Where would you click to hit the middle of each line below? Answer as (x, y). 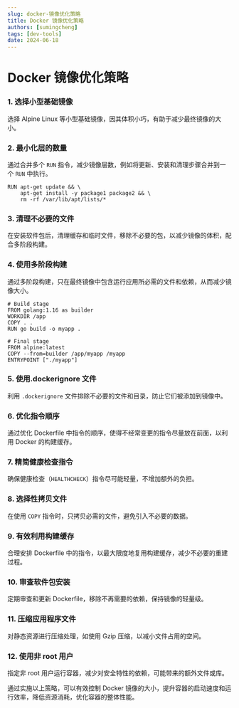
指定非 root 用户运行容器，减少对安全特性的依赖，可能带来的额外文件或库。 (118, 672)
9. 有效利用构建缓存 (41, 536)
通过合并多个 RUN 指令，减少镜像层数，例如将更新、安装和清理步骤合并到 (114, 164)
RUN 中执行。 (33, 173)
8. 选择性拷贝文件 (37, 499)
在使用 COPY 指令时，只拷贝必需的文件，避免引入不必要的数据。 (100, 516)
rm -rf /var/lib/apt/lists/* (63, 199)
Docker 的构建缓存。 (46, 442)
